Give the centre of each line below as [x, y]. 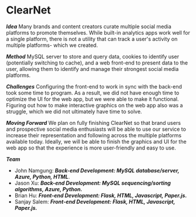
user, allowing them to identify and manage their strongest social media [92, 69]
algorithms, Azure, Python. [48, 189]
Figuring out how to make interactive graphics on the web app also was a [94, 105]
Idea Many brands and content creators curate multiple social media [89, 26]
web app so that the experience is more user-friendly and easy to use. [91, 148]
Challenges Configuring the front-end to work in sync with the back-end [94, 86]
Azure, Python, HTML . [42, 177]
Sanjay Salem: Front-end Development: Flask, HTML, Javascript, [95, 201]
